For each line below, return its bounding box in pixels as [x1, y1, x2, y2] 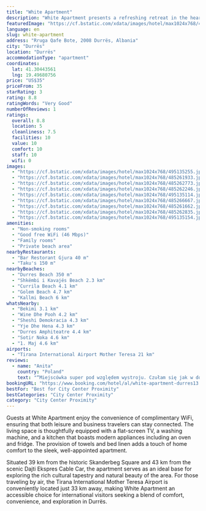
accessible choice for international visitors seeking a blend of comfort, [6, 491, 185, 499]
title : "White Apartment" [6, 9, 72, 15]
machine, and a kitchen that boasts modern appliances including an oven [6, 434, 191, 441]
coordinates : [6, 60, 40, 66]
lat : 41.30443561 [12, 66, 56, 72]
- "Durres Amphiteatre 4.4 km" [12, 329, 92, 335]
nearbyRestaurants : [6, 249, 56, 255]
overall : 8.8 [12, 117, 45, 123]
